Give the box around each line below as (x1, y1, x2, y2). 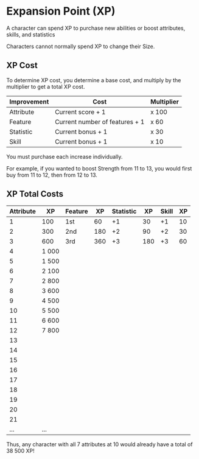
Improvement (9, 97, 49, 106)
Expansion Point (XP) (6, 4, 116, 18)
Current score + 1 (54, 108, 106, 116)
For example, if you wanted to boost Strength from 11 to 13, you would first (6, 164, 192, 172)
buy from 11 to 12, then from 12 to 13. (6, 171, 97, 178)
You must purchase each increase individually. (6, 153, 123, 160)
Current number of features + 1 (54, 117, 145, 126)
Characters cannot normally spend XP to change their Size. (6, 43, 155, 50)
